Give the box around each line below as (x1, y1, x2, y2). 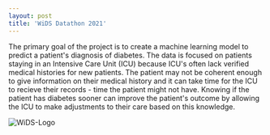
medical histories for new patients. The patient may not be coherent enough (8, 67, 262, 77)
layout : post (8, 11, 53, 20)
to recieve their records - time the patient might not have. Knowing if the (8, 84, 250, 94)
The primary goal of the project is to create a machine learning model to (8, 41, 249, 51)
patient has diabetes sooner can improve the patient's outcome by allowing (8, 93, 260, 103)
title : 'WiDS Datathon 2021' (8, 19, 107, 27)
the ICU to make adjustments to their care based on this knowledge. (8, 102, 236, 112)
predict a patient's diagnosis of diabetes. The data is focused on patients (8, 50, 253, 60)
